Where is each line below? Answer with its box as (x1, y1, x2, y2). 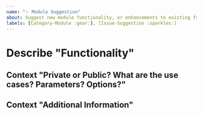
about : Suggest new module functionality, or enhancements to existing (6, 14, 190, 21)
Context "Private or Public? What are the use (6, 70, 179, 80)
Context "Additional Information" (6, 100, 134, 110)
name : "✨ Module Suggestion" (6, 8, 80, 15)
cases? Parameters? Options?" (6, 79, 126, 89)
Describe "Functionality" (6, 46, 135, 60)
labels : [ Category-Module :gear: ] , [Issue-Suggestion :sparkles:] (6, 20, 177, 26)
